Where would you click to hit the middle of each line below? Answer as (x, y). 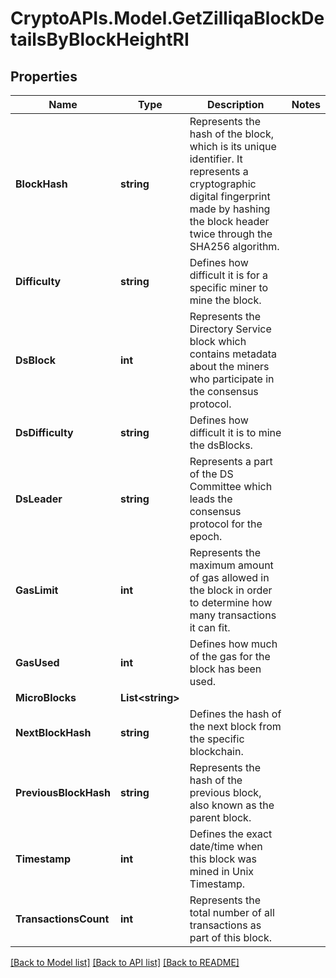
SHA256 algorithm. (234, 246)
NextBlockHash (53, 732)
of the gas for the (230, 656)
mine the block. (225, 300)
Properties (44, 76)
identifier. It (216, 159)
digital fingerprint (230, 196)
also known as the (232, 805)
